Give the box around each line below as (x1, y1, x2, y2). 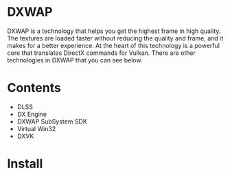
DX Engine (16, 110, 47, 118)
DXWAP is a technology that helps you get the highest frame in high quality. (7, 27, 221, 35)
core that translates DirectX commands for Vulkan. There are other (7, 49, 196, 57)
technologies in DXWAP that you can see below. (7, 56, 143, 64)
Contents (7, 80, 62, 96)
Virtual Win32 (16, 124, 56, 132)
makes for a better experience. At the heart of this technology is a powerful (7, 41, 220, 49)
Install (7, 156, 43, 172)
